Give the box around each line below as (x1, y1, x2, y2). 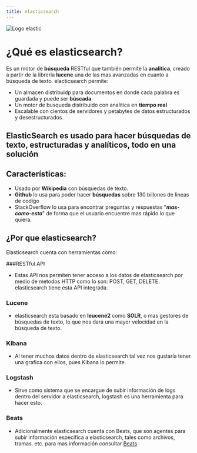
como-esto (14, 209, 43, 216)
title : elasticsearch (6, 8, 59, 15)
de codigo (14, 197, 39, 204)
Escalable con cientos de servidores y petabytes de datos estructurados (14, 107, 191, 115)
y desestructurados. (14, 114, 64, 121)
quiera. (14, 216, 32, 223)
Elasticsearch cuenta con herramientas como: (6, 248, 118, 256)
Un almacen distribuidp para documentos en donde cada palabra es (14, 89, 180, 96)
